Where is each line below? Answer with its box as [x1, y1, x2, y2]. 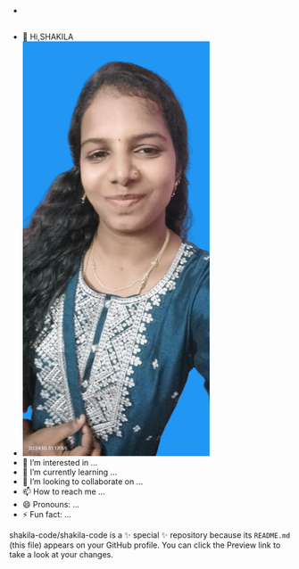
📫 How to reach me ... [21, 486, 105, 497]
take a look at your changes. [9, 548, 114, 559]
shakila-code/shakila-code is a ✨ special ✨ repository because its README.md [9, 529, 291, 540]
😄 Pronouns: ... [21, 499, 80, 509]
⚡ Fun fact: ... [21, 508, 71, 519]
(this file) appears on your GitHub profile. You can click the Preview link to [9, 540, 281, 550]
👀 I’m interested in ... [21, 457, 98, 467]
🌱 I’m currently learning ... [21, 466, 118, 477]
